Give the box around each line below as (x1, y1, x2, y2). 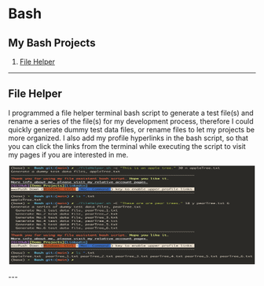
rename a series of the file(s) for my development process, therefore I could (8, 116, 254, 126)
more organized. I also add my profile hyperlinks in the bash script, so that (8, 133, 249, 143)
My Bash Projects (8, 36, 96, 50)
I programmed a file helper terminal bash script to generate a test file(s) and (8, 108, 254, 117)
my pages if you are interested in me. (8, 150, 129, 159)
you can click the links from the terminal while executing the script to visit (8, 141, 246, 150)
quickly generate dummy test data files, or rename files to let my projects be (8, 124, 255, 134)
